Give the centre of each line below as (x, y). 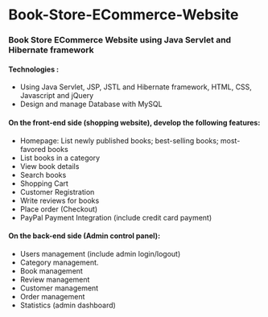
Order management (52, 296)
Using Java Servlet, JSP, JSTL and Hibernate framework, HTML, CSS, (136, 87)
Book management (51, 270)
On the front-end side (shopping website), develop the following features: (134, 122)
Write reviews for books (60, 200)
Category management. (59, 262)
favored (33, 149)
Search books (43, 175)
